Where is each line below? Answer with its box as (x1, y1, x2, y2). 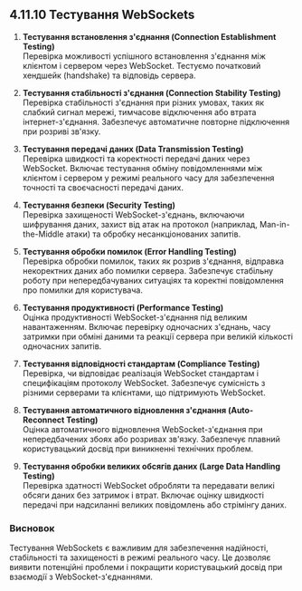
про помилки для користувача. (22, 285, 143, 295)
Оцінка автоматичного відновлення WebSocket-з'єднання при (22, 423, 264, 434)
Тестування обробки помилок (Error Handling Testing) (22, 246, 237, 257)
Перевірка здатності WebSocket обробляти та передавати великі (22, 480, 276, 490)
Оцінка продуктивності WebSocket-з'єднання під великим (22, 312, 248, 323)
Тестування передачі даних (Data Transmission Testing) (22, 143, 244, 154)
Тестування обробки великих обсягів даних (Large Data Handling (22, 460, 281, 471)
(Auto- (227, 404, 254, 415)
